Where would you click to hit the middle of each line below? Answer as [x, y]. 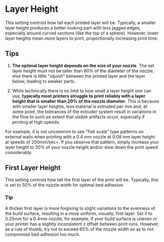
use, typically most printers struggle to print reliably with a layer [79, 96]
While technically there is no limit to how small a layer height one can [82, 91]
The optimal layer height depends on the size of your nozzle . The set [83, 65]
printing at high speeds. [36, 122]
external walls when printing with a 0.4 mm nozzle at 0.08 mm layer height [80, 136]
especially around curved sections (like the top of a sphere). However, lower [82, 33]
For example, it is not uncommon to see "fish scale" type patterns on [74, 132]
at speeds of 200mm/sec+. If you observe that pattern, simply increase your [82, 142]
